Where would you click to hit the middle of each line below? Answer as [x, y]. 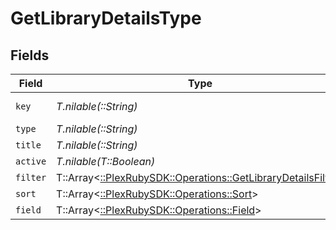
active [31, 161]
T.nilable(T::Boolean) [106, 161]
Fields [30, 55]
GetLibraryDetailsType [106, 18]
